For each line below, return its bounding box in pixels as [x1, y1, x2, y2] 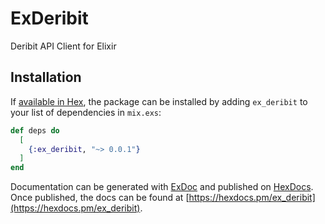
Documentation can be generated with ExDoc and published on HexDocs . [10, 181, 314, 193]
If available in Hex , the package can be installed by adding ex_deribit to [10, 95, 308, 107]
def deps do [10, 125, 60, 136]
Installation [10, 69, 82, 86]
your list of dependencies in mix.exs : [10, 106, 162, 118]
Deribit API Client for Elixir [10, 40, 117, 52]
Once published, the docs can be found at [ [10, 192, 190, 204]
